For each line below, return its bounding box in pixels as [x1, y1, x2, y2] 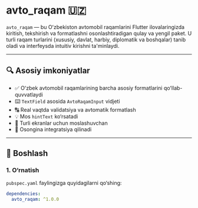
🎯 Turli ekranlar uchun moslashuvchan [14, 119, 108, 126]
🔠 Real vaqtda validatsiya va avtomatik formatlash [14, 106, 137, 113]
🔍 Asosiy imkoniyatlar [6, 66, 90, 76]
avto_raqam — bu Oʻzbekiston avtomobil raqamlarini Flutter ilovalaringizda [6, 23, 184, 30]
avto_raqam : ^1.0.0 [11, 196, 60, 203]
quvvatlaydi [14, 91, 43, 98]
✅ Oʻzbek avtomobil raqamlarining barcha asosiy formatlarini [14, 84, 163, 92]
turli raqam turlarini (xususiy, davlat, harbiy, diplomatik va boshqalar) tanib [6, 36, 186, 43]
